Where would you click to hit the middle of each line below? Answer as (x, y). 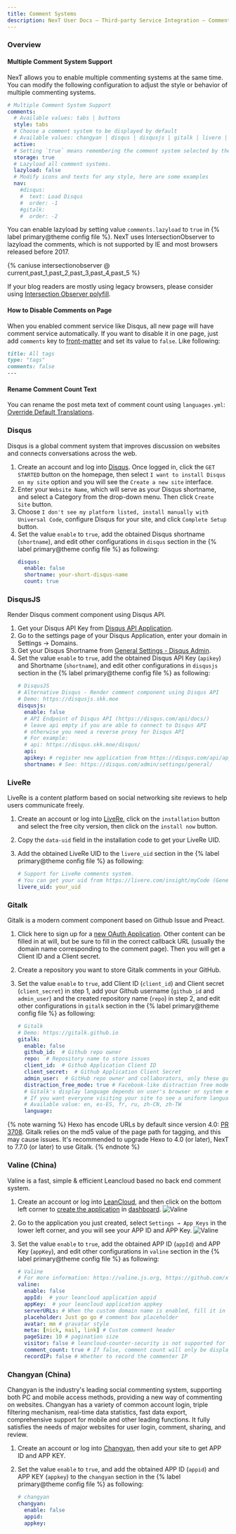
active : (25, 144)
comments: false (31, 367)
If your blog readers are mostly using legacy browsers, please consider (110, 287)
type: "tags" (26, 360)
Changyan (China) (39, 1374)
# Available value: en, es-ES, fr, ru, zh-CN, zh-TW (103, 1105)
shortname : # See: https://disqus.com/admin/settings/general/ (118, 764)
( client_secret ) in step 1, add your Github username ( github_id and (116, 991)
